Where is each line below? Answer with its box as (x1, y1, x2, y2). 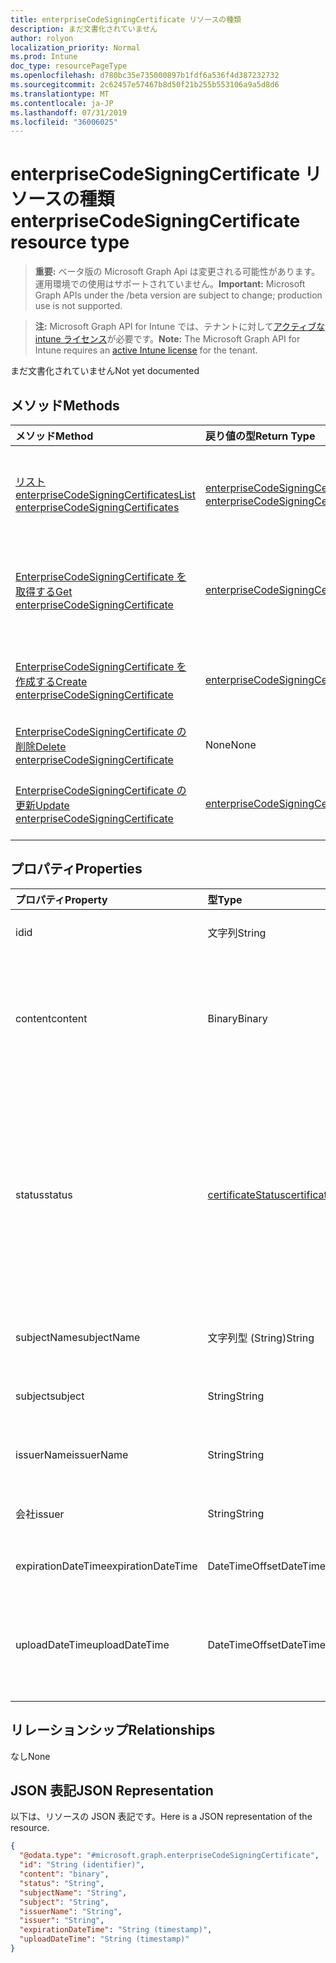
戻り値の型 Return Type (204, 429, 316, 443)
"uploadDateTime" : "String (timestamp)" (19, 1934, 190, 1945)
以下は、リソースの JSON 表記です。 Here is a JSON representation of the (10, 1811, 313, 1823)
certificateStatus (207, 1187, 286, 1201)
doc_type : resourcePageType (10, 61, 128, 71)
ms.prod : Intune (10, 52, 78, 62)
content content (15, 1011, 88, 1025)
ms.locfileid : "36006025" (10, 117, 118, 127)
